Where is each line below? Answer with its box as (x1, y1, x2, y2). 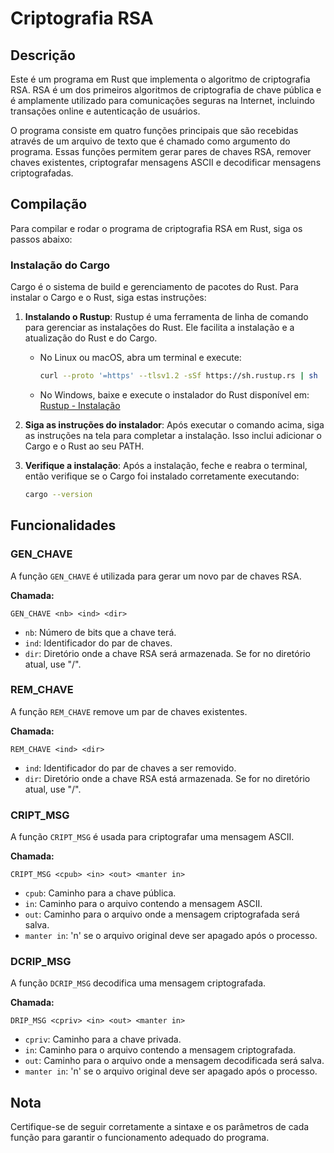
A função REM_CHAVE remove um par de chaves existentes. (10, 705, 248, 717)
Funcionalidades (10, 517, 117, 534)
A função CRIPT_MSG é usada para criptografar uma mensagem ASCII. (10, 831, 295, 843)
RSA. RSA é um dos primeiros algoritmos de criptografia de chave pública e (10, 84, 322, 96)
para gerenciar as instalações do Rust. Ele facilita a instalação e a (24, 322, 295, 334)
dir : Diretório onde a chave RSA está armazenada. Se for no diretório (24, 772, 311, 784)
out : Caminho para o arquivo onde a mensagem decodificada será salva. (24, 1055, 325, 1067)
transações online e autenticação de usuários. (10, 105, 201, 117)
